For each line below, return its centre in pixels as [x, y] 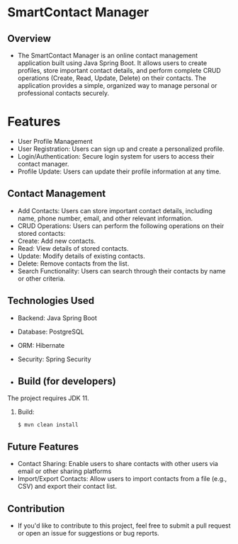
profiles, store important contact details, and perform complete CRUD [119, 70]
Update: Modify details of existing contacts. [81, 256]
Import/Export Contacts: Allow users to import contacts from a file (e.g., [122, 479]
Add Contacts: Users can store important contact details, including [115, 210]
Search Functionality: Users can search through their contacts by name [121, 271]
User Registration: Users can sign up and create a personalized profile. [121, 149]
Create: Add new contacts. [57, 241]
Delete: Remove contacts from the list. [73, 263]
